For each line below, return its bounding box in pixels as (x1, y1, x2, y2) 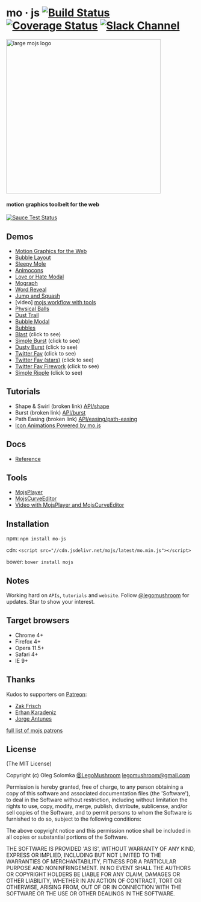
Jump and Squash (14, 292, 60, 299)
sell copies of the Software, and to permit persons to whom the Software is (6, 809, 193, 816)
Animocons (14, 266, 43, 274)
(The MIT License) (6, 760, 52, 768)
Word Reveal (14, 286, 47, 293)
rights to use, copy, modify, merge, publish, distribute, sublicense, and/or (6, 803, 188, 810)
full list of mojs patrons (6, 727, 63, 734)
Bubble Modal (14, 318, 50, 325)
